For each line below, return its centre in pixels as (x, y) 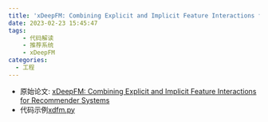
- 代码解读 (38, 38)
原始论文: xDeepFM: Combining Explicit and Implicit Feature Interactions (138, 91)
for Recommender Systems (65, 100)
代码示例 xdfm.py (47, 109)
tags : (17, 30)
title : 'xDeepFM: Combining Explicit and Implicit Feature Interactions (132, 16)
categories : (28, 61)
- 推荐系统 (38, 45)
